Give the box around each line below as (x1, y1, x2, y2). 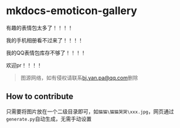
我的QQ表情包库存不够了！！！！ (6, 49, 86, 56)
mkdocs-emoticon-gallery (6, 4, 138, 18)
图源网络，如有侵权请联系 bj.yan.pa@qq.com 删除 (20, 74, 138, 81)
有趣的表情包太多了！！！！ (6, 24, 73, 31)
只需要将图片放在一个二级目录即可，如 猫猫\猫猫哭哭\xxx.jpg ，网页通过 (6, 107, 174, 115)
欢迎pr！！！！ (6, 62, 42, 69)
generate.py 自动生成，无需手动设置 (6, 115, 92, 122)
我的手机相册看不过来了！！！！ (6, 36, 83, 43)
